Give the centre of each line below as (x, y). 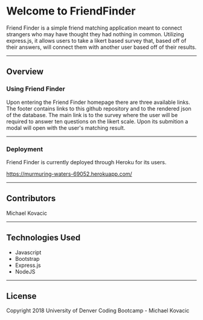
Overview (25, 72)
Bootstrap (27, 258)
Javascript (28, 252)
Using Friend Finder (36, 89)
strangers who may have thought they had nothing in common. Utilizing (95, 34)
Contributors (31, 198)
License (21, 296)
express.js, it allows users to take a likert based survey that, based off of (96, 40)
